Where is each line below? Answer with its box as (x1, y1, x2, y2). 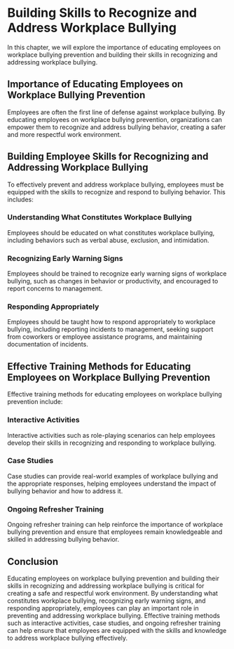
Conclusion (7, 556, 59, 568)
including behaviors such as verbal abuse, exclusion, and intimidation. (7, 236, 209, 244)
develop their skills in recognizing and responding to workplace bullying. (7, 439, 216, 447)
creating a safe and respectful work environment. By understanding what (7, 589, 219, 597)
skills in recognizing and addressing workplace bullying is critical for (7, 581, 205, 590)
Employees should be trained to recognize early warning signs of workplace (7, 269, 227, 278)
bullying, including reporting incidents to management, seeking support (7, 325, 214, 334)
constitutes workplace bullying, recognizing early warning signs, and (7, 596, 206, 605)
